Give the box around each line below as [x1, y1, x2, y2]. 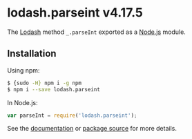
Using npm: [7, 66, 40, 74]
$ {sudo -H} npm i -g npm [7, 80, 81, 86]
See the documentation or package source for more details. [7, 124, 177, 133]
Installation [7, 48, 57, 59]
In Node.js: [7, 98, 38, 106]
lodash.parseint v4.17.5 [7, 5, 144, 21]
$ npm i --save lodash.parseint [7, 86, 100, 93]
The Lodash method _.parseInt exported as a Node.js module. [7, 28, 186, 36]
